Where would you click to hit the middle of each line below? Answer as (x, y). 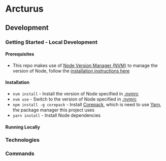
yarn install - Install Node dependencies (56, 115)
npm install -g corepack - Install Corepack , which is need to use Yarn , (87, 104)
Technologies (22, 140)
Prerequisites (20, 54)
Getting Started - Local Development (52, 42)
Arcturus (25, 9)
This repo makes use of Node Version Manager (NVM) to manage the (85, 65)
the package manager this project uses (54, 110)
